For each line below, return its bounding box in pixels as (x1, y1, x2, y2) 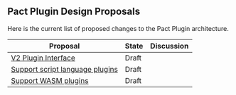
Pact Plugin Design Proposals (7, 6, 141, 18)
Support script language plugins (11, 64, 119, 74)
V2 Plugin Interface (11, 53, 76, 63)
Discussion (150, 41, 189, 51)
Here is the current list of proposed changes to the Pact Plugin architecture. (7, 24, 229, 32)
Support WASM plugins (11, 75, 89, 85)
